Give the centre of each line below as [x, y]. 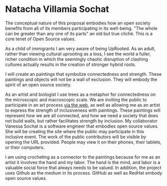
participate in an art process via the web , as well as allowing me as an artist [83, 105]
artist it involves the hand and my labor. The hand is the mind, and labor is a [83, 162]
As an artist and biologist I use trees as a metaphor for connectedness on [81, 94]
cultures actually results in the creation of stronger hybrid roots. [71, 64]
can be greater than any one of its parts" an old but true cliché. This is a [79, 33]
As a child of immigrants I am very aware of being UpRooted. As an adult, [81, 48]
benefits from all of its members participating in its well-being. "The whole [82, 28]
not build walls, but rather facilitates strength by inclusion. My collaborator [82, 121]
